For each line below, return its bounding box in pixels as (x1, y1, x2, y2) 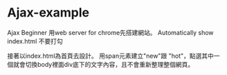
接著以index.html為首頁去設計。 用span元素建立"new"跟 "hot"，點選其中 (7, 52, 215, 60)
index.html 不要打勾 (7, 36, 64, 45)
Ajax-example (7, 5, 90, 21)
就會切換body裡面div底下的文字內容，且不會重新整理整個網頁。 (12, 60, 194, 68)
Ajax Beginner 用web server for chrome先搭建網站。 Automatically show (7, 28, 214, 36)
